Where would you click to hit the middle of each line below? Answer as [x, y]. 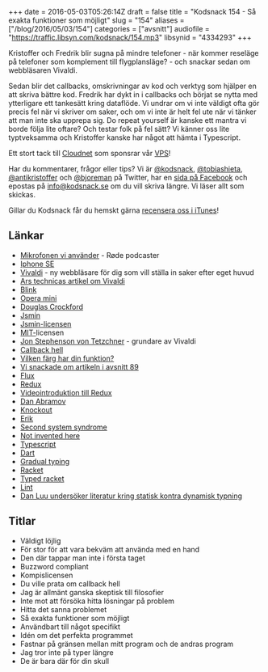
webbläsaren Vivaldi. [43, 70]
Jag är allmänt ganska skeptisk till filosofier [92, 592]
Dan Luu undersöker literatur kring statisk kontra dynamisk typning [131, 496]
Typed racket [42, 478]
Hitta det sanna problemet [63, 609]
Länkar [26, 236]
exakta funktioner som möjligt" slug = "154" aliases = [96, 20]
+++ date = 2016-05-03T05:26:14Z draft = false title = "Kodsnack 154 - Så [132, 12]
